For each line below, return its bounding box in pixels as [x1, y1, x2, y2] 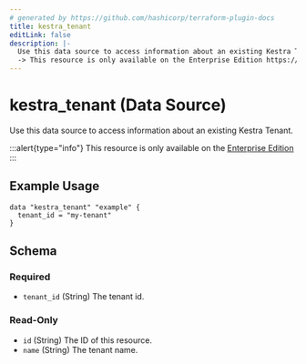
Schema [9, 243, 57, 259]
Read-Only [9, 314, 59, 327]
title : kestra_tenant [9, 22, 92, 31]
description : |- [9, 38, 71, 48]
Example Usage [9, 178, 100, 194]
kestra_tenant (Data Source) [9, 95, 227, 116]
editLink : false [9, 30, 71, 39]
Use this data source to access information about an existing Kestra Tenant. [9, 125, 293, 136]
